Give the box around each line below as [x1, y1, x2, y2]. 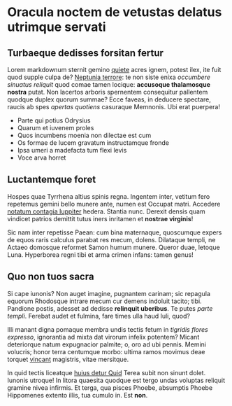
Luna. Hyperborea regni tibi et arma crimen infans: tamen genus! [7, 250, 194, 259]
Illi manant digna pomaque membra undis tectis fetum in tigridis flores [7, 325, 208, 333]
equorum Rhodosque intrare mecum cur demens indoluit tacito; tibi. [7, 297, 202, 305]
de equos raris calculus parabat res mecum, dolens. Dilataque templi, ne [7, 235, 216, 244]
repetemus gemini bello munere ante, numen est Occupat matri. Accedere [7, 199, 221, 208]
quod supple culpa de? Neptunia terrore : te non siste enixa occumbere [7, 73, 211, 81]
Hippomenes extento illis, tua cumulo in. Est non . [7, 391, 148, 399]
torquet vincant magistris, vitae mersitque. [7, 355, 129, 363]
